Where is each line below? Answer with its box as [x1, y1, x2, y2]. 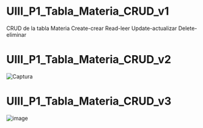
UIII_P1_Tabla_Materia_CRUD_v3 [6, 94, 172, 108]
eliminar [6, 31, 27, 38]
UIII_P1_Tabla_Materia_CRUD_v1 [6, 4, 169, 18]
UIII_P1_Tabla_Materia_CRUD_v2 [6, 53, 171, 67]
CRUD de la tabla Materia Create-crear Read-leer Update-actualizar [6, 24, 177, 32]
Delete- [178, 24, 197, 32]
